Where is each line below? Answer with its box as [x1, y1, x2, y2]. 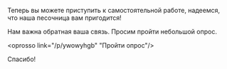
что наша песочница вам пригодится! [7, 14, 122, 22]
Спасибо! [7, 55, 36, 63]
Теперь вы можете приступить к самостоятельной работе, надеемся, [7, 6, 221, 14]
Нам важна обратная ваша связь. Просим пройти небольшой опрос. [7, 28, 217, 36]
